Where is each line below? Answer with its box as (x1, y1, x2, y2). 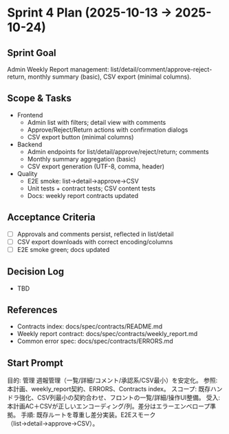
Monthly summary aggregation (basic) (27, 155, 136, 163)
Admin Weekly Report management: (7, 66, 109, 73)
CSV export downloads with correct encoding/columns (17, 237, 173, 246)
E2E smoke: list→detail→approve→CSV (27, 177, 139, 185)
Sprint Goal (7, 47, 56, 59)
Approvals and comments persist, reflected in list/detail (17, 230, 174, 238)
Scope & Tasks (7, 92, 72, 104)
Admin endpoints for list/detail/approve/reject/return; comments (27, 147, 209, 156)
